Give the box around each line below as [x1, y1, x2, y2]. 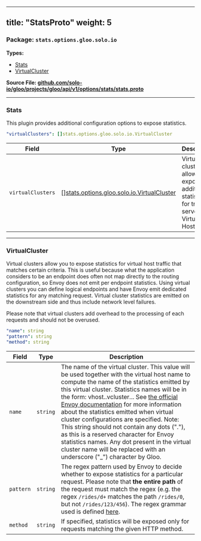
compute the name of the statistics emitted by [60, 377, 190, 386]
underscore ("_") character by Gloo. [60, 452, 162, 461]
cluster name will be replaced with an [60, 445, 166, 453]
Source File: [6, 79, 37, 86]
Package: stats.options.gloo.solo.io [6, 35, 117, 44]
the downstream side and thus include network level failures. [6, 298, 157, 306]
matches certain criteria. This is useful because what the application [6, 266, 175, 273]
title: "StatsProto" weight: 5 [6, 17, 112, 28]
